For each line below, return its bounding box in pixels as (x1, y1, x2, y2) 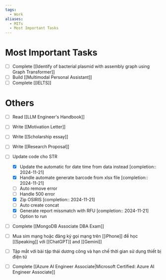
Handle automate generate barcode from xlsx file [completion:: (19, 174, 148, 180)
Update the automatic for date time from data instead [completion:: (19, 164, 157, 169)
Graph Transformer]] (12, 69, 55, 75)
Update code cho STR (12, 154, 58, 160)
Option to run (19, 213, 47, 219)
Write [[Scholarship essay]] (12, 134, 68, 140)
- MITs (9, 21, 23, 26)
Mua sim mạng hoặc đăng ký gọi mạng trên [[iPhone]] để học (12, 233, 138, 239)
